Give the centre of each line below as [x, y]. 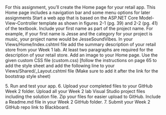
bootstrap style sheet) [28, 76]
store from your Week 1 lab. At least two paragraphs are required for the [79, 50]
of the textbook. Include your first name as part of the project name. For [79, 28]
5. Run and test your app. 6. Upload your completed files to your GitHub [79, 86]
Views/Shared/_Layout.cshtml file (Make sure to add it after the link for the [82, 71]
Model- [147, 18]
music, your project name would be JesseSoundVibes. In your [69, 39]
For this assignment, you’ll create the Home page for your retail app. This [80, 7]
